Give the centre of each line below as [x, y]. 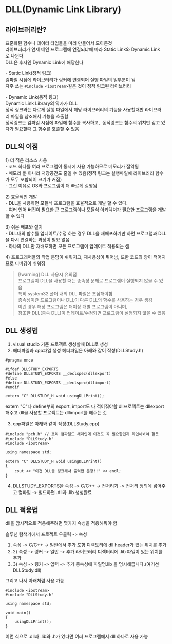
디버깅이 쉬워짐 [30, 263]
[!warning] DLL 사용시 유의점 [47, 274]
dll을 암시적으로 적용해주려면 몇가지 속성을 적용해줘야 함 [61, 523]
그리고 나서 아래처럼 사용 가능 [35, 581]
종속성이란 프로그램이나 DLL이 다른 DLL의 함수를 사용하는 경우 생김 [85, 300]
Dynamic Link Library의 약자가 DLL [42, 103]
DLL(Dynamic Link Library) [63, 10]
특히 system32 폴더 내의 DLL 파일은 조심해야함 [65, 293]
